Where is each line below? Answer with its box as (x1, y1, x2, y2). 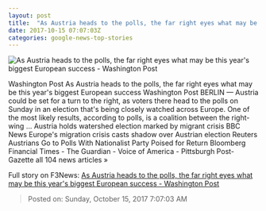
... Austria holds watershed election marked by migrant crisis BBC (25, 121, 241, 131)
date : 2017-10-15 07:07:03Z (8, 26, 102, 34)
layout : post (8, 11, 52, 20)
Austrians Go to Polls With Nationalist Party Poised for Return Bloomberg (8, 138, 246, 148)
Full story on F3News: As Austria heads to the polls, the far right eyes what (8, 171, 253, 180)
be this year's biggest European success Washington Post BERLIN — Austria (8, 88, 259, 98)
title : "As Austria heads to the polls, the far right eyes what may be (8, 19, 258, 27)
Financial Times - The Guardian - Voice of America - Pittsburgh (8, 147, 215, 156)
